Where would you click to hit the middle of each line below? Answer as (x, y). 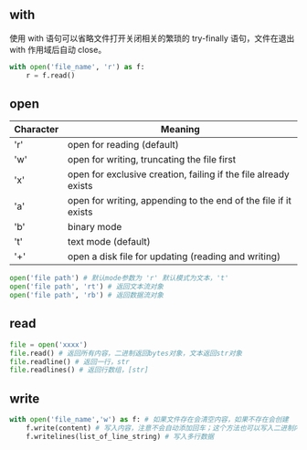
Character (37, 130)
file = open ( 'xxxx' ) (49, 345)
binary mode (95, 227)
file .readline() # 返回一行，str (69, 361)
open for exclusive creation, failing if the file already (178, 174)
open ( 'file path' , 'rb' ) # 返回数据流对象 (87, 296)
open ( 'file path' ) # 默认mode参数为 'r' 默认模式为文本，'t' (119, 278)
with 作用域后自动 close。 (58, 49)
